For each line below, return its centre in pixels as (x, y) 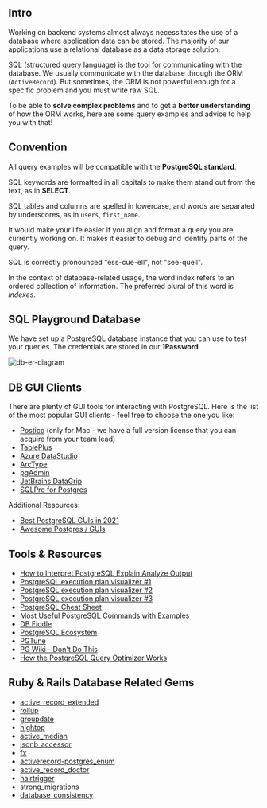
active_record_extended (59, 702)
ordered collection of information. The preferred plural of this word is (121, 286)
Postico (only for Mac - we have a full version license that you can (128, 431)
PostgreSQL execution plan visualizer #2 (86, 590)
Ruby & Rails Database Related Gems (101, 683)
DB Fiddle (36, 624)
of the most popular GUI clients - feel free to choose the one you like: (122, 415)
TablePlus (36, 447)
